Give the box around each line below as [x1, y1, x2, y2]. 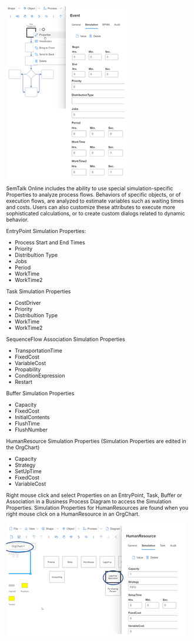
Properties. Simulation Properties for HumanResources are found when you [6, 504, 189, 511]
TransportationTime [14, 347, 63, 354]
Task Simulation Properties [6, 288, 71, 295]
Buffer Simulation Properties [6, 390, 75, 397]
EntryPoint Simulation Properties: [6, 228, 86, 234]
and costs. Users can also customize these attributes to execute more [6, 204, 175, 211]
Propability [14, 366, 41, 373]
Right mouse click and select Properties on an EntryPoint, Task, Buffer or [6, 491, 182, 499]
